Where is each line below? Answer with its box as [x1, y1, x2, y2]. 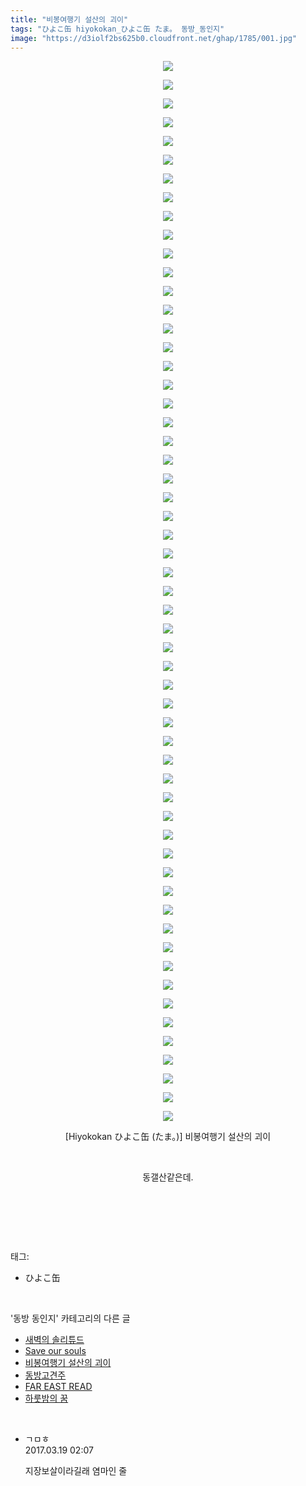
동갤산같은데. [142, 1171, 194, 1183]
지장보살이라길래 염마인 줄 [24, 1465, 128, 1477]
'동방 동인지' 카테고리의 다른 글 [10, 1312, 131, 1325]
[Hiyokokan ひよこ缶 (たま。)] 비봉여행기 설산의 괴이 [64, 1131, 272, 1143]
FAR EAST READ [24, 1381, 93, 1393]
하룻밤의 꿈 [24, 1392, 69, 1405]
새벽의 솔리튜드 [24, 1334, 85, 1346]
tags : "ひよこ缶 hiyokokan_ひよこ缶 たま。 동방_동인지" [10, 24, 225, 34]
